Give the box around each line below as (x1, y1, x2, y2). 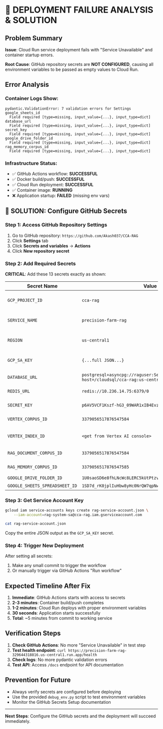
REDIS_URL (7, 388, 30, 394)
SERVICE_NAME (7, 317, 38, 323)
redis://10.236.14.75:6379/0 (81, 388, 149, 394)
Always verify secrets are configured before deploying (12, 689, 121, 695)
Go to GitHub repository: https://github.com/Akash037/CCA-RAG (12, 232, 138, 238)
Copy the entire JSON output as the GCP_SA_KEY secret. (5, 530, 114, 535)
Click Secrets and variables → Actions (12, 243, 91, 249)
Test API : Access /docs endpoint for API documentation (12, 662, 124, 667)
